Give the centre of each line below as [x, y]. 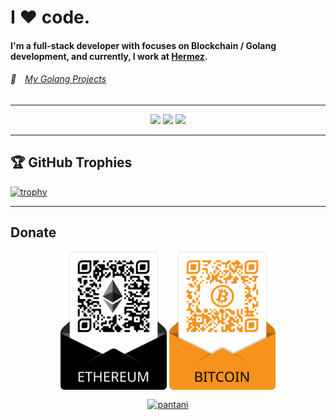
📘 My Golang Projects [58, 79]
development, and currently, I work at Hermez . [109, 56]
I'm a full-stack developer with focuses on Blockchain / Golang [143, 45]
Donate [33, 232]
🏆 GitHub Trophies [71, 162]
